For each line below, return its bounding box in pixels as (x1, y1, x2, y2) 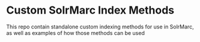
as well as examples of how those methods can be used (6, 29, 145, 36)
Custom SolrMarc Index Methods (6, 4, 175, 17)
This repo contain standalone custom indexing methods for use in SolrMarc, (6, 23, 194, 30)
